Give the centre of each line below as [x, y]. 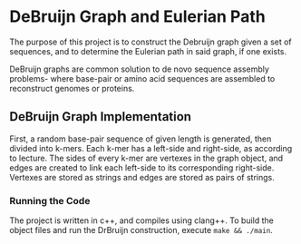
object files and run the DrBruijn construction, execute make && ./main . [141, 230]
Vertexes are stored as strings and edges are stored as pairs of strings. [142, 177]
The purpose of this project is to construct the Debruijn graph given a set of [150, 42]
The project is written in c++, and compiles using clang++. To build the [141, 220]
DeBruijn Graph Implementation [101, 117]
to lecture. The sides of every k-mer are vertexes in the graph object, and [146, 158]
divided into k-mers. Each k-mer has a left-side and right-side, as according [151, 148]
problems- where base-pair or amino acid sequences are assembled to [142, 78]
